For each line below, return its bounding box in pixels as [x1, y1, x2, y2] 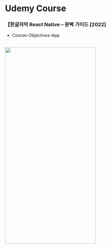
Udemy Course [5, 3, 67, 14]
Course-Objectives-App [12, 33, 60, 38]
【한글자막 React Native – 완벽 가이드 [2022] [5, 21, 106, 28]
